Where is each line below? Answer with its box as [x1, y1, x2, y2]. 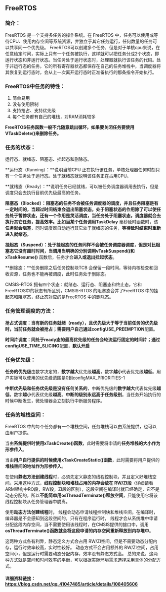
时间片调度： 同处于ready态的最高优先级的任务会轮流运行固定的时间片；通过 [5, 336, 161, 342]
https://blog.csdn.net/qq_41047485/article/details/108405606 [5, 581, 138, 587]
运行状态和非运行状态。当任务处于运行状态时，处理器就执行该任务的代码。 [5, 57, 157, 63]
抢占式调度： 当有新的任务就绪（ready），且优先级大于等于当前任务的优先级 [5, 320, 158, 326]
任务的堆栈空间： [5, 411, 46, 418]
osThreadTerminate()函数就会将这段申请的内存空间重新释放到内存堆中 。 [5, 528, 154, 534]
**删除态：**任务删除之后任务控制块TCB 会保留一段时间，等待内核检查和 [5, 265, 154, 271]
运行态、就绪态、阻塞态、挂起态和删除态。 [5, 156, 92, 162]
